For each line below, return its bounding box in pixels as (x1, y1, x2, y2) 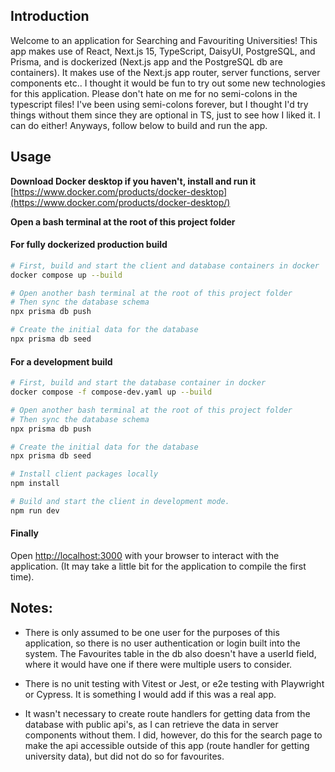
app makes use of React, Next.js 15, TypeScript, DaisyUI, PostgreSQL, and (10, 45, 316, 57)
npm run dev (10, 505, 60, 516)
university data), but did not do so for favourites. (24, 750, 225, 762)
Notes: (10, 600, 53, 617)
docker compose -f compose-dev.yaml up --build (10, 387, 213, 398)
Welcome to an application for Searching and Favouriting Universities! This (10, 34, 318, 46)
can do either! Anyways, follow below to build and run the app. (10, 119, 268, 131)
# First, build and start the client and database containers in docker (10, 260, 320, 271)
